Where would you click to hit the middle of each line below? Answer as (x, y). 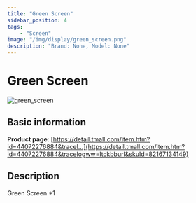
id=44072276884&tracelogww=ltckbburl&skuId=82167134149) (98, 154)
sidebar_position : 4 (37, 20)
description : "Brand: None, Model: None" (69, 46)
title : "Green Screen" (40, 14)
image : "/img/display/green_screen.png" (67, 40)
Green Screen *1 (31, 192)
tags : (15, 27)
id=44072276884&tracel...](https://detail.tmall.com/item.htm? (96, 146)
